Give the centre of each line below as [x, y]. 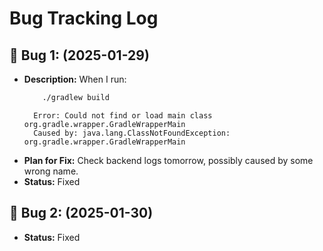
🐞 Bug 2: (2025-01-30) [81, 213]
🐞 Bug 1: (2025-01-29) [79, 55]
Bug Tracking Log [84, 18]
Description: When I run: [75, 79]
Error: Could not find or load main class [123, 115]
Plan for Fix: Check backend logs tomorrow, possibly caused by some [168, 160]
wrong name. [51, 171]
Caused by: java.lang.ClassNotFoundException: [132, 133]
